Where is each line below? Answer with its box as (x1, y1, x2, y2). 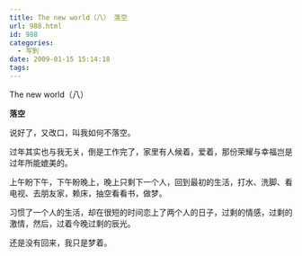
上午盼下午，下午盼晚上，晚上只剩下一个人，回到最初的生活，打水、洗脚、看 (9, 176, 293, 187)
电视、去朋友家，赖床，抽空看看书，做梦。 (9, 188, 167, 199)
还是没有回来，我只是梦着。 (9, 237, 112, 248)
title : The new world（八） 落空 (9, 13, 128, 22)
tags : (9, 64, 30, 73)
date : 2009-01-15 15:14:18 (9, 55, 111, 64)
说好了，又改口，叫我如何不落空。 (9, 127, 136, 137)
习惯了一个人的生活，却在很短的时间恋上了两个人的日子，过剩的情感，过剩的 (9, 207, 293, 217)
